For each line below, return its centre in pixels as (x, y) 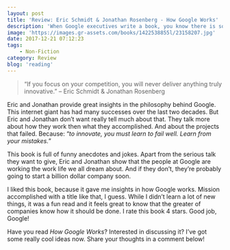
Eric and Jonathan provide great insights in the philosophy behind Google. (112, 104)
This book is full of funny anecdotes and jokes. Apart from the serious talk (112, 154)
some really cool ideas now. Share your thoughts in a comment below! (106, 239)
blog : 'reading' (30, 64)
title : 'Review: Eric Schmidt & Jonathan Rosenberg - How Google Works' (113, 20)
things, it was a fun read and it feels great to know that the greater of (104, 203)
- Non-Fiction (39, 52)
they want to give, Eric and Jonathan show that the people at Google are (109, 161)
